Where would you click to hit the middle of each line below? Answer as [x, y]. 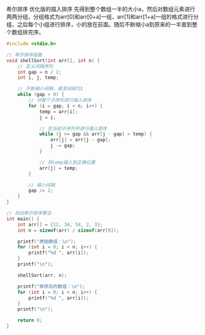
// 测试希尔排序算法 [29, 213]
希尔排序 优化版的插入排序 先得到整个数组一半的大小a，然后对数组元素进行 [101, 9]
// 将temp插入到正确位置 [67, 162]
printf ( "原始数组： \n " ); [47, 242]
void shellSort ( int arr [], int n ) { [53, 60]
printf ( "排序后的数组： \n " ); [51, 286]
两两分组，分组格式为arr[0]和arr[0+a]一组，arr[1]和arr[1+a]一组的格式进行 [100, 17]
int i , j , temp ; [38, 78]
